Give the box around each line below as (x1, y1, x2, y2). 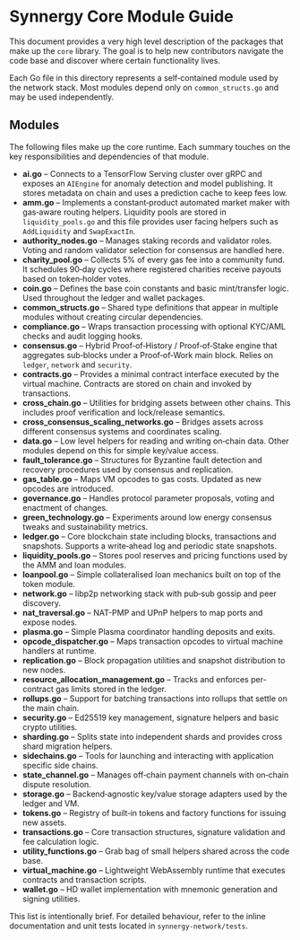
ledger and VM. (21, 797, 80, 809)
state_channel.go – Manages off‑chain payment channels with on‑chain (21, 769, 289, 780)
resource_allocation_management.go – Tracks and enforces (21, 673, 249, 684)
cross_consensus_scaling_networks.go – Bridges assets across (21, 416, 264, 427)
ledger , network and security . (21, 359, 133, 370)
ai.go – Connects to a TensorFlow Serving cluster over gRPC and (21, 168, 262, 179)
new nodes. (21, 664, 66, 675)
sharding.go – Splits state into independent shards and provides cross (21, 731, 283, 742)
